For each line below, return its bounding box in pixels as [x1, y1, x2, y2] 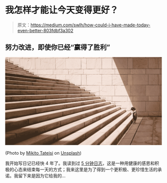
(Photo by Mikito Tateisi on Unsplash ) [5, 150, 82, 156]
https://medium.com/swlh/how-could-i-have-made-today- [30, 22, 151, 28]
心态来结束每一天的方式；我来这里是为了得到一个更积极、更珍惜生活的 [13, 166, 158, 172]
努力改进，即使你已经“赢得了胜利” [5, 43, 110, 52]
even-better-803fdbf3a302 [17, 27, 74, 33]
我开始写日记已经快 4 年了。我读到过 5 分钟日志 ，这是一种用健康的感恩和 [5, 160, 155, 166]
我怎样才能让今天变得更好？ [5, 4, 119, 16]
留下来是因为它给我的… [18, 173, 66, 179]
